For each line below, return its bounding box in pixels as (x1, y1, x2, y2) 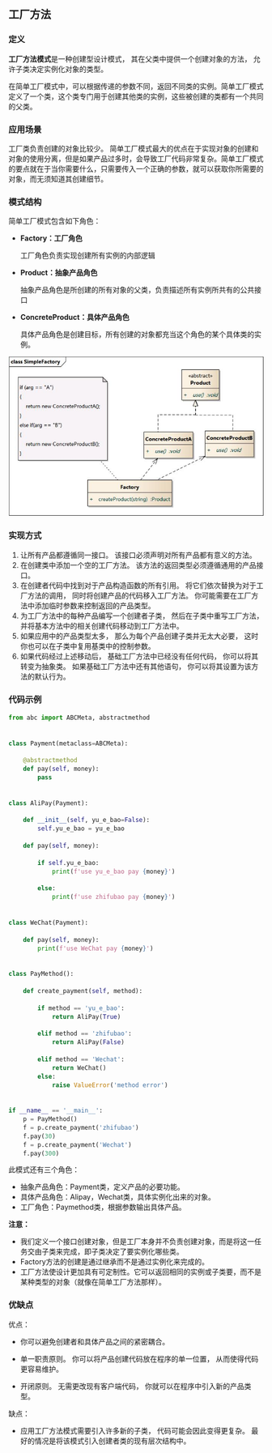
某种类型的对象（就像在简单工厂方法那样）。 (19, 1277, 166, 1287)
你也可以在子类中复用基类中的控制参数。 (19, 641, 155, 650)
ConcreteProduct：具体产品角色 (19, 313, 130, 322)
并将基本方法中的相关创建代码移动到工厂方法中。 (19, 620, 184, 630)
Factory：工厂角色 (19, 233, 83, 243)
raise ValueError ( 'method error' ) (51, 1080, 168, 1089)
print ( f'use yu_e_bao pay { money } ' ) (51, 867, 176, 876)
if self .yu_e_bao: (37, 859, 100, 867)
